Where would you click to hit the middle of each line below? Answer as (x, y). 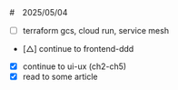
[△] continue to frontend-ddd (78, 49)
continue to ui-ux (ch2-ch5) (74, 66)
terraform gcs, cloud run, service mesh (96, 30)
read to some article (60, 77)
